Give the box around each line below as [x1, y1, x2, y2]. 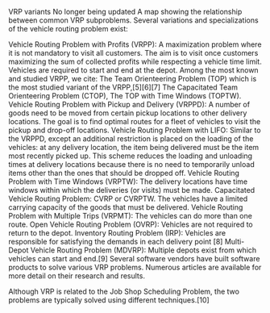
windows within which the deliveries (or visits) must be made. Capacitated [8, 186, 255, 194]
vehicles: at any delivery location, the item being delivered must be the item [8, 143, 260, 152]
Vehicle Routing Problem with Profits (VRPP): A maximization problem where [8, 40, 262, 49]
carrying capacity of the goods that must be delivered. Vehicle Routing [8, 202, 243, 212]
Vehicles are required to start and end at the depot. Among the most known [8, 65, 260, 75]
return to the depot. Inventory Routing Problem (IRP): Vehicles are [8, 228, 226, 237]
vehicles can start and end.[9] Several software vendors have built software [8, 254, 260, 263]
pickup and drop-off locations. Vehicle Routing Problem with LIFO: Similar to [8, 125, 261, 135]
